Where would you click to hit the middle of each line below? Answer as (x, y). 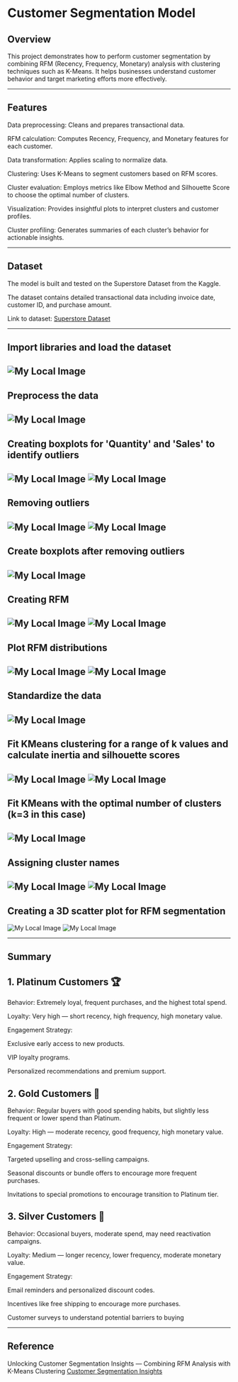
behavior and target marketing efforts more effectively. (87, 79)
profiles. (19, 216)
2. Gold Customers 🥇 (54, 1093)
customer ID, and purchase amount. (59, 305)
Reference (31, 1346)
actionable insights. (36, 237)
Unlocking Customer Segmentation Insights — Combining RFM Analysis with (119, 1364)
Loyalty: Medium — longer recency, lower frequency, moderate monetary (114, 1255)
